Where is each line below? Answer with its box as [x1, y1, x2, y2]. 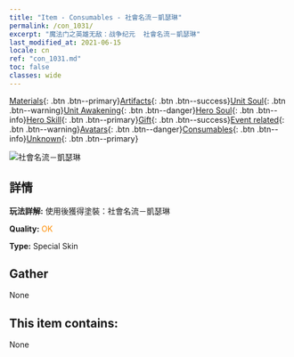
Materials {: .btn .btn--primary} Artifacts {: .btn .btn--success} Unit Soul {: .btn [9, 95, 287, 106]
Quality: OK [9, 223, 53, 234]
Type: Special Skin [9, 240, 78, 251]
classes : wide [9, 71, 62, 80]
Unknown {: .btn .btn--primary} [26, 133, 139, 143]
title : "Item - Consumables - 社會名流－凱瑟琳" [9, 12, 183, 22]
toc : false [9, 63, 50, 72]
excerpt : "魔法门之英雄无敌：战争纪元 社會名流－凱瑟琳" [9, 29, 200, 38]
